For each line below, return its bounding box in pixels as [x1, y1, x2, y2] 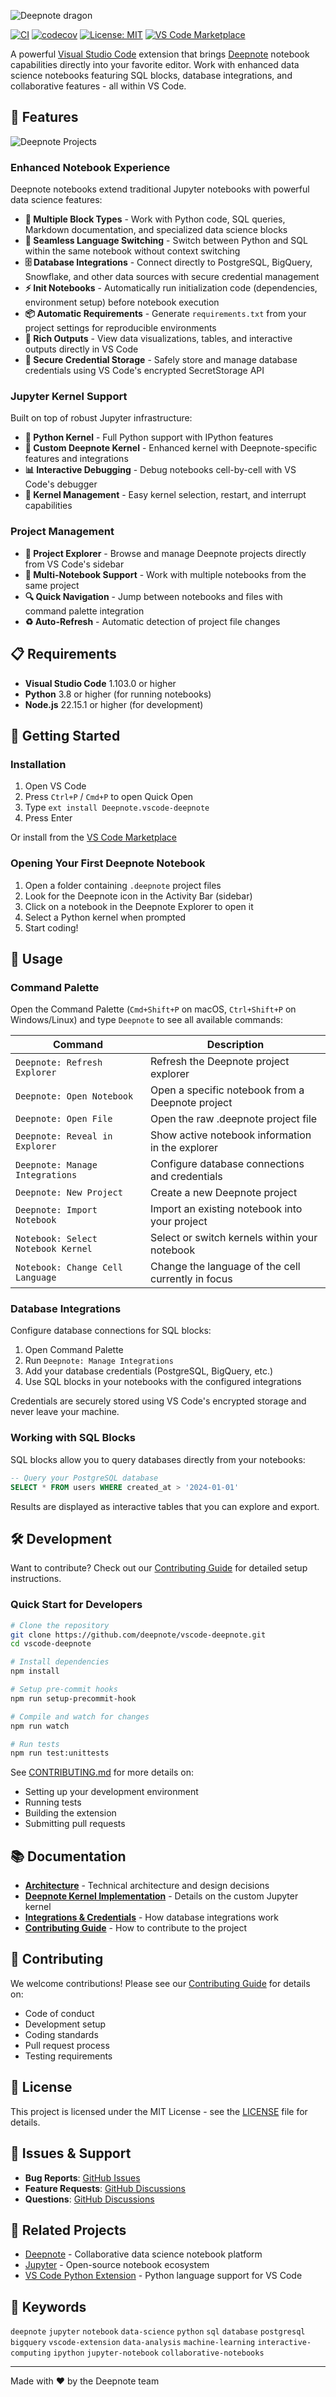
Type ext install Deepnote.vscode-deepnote [24, 801, 210, 814]
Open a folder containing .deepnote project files [24, 879, 222, 891]
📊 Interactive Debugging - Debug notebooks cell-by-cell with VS [24, 464, 297, 476]
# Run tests [10, 1739, 60, 1749]
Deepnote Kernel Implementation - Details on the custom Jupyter [24, 1890, 299, 1902]
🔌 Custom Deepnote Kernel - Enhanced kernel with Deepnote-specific [24, 442, 318, 454]
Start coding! [24, 921, 79, 934]
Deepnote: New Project [15, 1187, 123, 1199]
